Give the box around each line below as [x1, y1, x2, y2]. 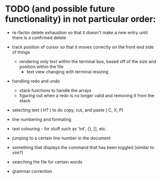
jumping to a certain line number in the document [12, 135, 111, 141]
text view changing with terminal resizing [26, 69, 109, 74]
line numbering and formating [12, 116, 72, 122]
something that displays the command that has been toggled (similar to [12, 144, 154, 150]
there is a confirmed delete [12, 35, 66, 41]
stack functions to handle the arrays [19, 87, 92, 93]
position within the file [19, 64, 64, 69]
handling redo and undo [12, 78, 60, 84]
